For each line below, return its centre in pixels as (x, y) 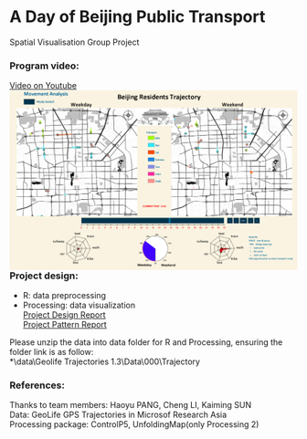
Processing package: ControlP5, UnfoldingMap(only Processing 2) (134, 424)
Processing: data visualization (79, 305)
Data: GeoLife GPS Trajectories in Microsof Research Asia (118, 415)
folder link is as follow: (52, 352)
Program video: (44, 66)
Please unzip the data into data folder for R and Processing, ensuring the (146, 342)
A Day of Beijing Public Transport (138, 17)
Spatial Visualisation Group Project (74, 42)
